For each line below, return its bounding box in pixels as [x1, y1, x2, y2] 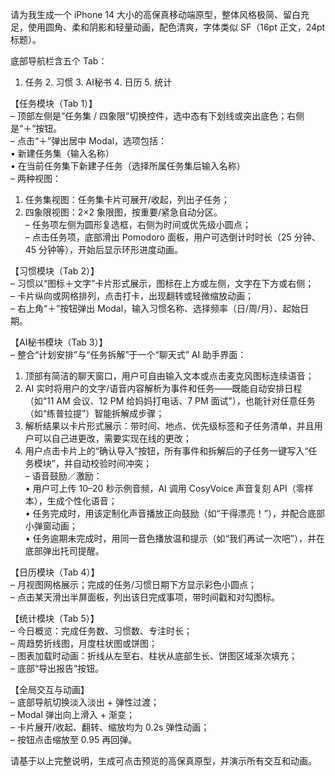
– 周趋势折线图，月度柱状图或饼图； [10, 638, 158, 649]
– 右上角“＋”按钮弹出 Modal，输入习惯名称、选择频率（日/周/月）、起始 [10, 303, 301, 314]
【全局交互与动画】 [10, 684, 90, 695]
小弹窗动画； [24, 520, 78, 532]
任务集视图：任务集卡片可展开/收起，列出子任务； [24, 194, 230, 205]
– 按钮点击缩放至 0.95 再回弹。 [10, 734, 138, 745]
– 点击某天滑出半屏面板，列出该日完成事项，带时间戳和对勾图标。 [10, 591, 280, 603]
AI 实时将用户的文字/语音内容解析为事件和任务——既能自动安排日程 [24, 383, 303, 394]
